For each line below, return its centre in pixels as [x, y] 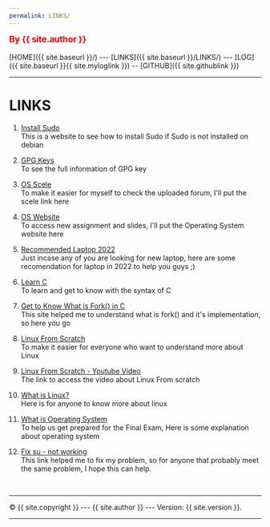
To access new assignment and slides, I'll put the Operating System [132, 225]
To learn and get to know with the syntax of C [96, 290]
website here [42, 234]
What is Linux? [45, 395]
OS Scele [36, 184]
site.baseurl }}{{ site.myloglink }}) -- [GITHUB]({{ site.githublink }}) [129, 66]
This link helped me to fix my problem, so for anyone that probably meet [140, 460]
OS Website [40, 216]
